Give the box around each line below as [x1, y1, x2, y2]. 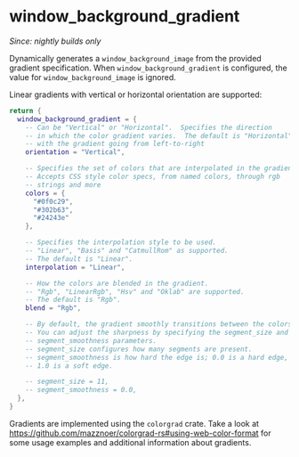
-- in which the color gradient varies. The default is [25, 131, 241, 140]
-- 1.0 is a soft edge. [25, 361, 114, 371]
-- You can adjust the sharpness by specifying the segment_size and [25, 328, 289, 338]
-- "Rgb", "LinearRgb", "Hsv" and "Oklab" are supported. [25, 287, 245, 296]
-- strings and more [25, 180, 101, 189]
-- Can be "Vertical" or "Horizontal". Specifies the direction [25, 123, 273, 132]
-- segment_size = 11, [25, 377, 109, 387]
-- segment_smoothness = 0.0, [25, 386, 138, 395]
